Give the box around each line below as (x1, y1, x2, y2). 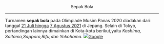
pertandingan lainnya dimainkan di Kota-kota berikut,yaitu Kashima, (5, 28, 142, 33)
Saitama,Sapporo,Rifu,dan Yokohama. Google (5, 34, 103, 39)
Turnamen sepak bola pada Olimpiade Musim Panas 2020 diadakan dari (5, 18, 150, 23)
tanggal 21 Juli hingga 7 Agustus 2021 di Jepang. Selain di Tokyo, (5, 23, 137, 29)
